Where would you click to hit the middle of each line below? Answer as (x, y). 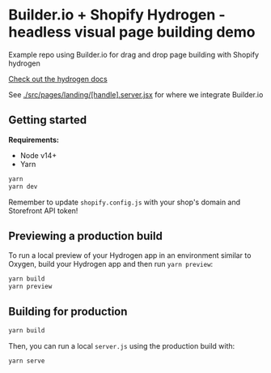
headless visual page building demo (132, 32)
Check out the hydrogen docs (58, 79)
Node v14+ (38, 155)
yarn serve (27, 361)
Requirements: (34, 139)
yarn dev (23, 186)
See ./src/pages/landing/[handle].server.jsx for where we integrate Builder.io (136, 94)
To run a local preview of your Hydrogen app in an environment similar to (130, 255)
